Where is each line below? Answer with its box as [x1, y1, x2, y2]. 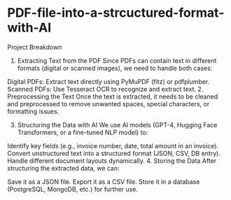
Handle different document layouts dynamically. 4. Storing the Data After [7, 156, 217, 165]
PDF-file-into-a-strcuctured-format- [7, 5, 225, 21]
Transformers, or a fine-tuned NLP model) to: [17, 128, 148, 136]
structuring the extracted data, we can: [7, 164, 120, 172]
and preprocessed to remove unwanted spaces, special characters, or [7, 99, 210, 108]
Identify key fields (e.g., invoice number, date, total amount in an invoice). [7, 141, 219, 150]
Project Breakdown [7, 43, 62, 51]
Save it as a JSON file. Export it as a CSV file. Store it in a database [7, 177, 200, 186]
